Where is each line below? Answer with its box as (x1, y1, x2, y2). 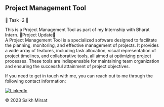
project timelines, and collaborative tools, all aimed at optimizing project (5, 53, 152, 59)
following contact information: (5, 78, 66, 84)
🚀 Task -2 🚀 (5, 17, 29, 23)
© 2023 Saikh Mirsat (5, 97, 48, 103)
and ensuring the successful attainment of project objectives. (5, 63, 130, 69)
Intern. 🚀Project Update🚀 (5, 32, 56, 37)
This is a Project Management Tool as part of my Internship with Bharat (5, 27, 150, 33)
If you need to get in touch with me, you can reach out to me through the (5, 72, 153, 78)
